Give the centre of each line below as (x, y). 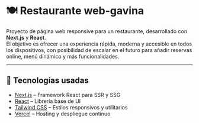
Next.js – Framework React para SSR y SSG (68, 95)
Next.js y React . (26, 37)
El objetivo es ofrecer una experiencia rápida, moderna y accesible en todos (99, 44)
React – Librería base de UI (48, 101)
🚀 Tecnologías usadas (47, 81)
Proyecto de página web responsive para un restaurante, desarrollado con (97, 31)
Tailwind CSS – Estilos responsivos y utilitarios (71, 107)
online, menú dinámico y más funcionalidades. (63, 56)
